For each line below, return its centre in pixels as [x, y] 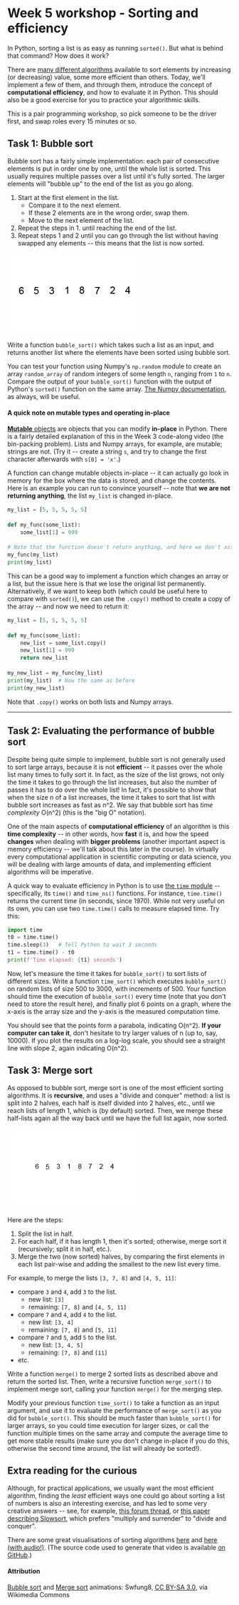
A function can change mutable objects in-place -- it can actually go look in [118, 473]
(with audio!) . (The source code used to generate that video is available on [117, 1547]
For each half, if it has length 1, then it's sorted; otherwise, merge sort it [122, 1241]
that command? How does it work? [58, 56]
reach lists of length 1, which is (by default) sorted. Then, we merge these [115, 1110]
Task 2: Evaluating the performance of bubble [111, 731]
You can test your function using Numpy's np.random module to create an [115, 366]
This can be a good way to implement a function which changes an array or [118, 575]
